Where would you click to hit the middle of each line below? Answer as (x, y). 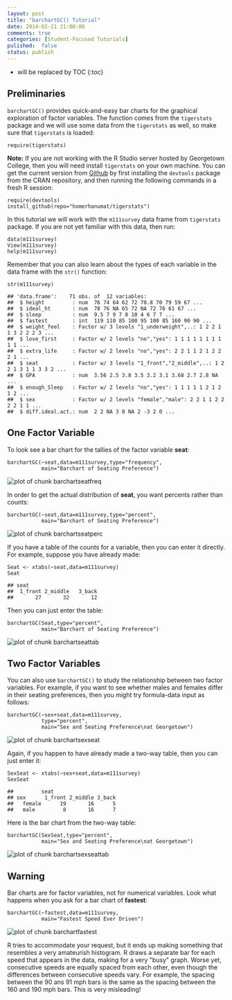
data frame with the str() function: (57, 272)
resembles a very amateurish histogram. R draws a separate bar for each (111, 953)
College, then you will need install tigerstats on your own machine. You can (116, 165)
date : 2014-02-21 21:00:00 (46, 26)
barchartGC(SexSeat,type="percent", (60, 836)
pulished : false (32, 46)
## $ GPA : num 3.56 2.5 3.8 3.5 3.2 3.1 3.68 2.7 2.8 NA (113, 375)
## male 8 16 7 (62, 810)
